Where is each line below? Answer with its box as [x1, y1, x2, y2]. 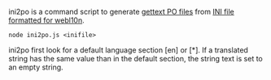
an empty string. [8, 62, 63, 72]
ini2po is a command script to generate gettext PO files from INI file [8, 7, 234, 16]
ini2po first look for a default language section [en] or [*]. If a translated [8, 45, 248, 55]
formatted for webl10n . [8, 15, 85, 25]
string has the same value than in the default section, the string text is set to [8, 54, 263, 63]
